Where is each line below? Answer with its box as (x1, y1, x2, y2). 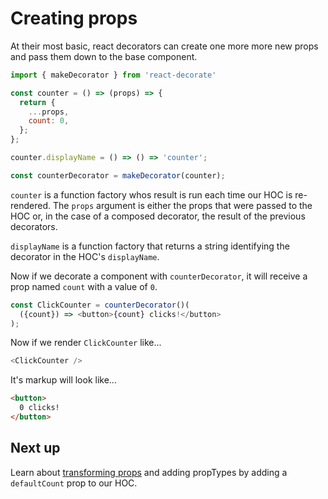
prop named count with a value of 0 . (10, 280, 158, 292)
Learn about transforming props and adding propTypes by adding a (10, 466, 288, 478)
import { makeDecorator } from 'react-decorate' (10, 70, 217, 80)
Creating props (10, 7, 138, 30)
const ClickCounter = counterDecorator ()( (10, 300, 190, 310)
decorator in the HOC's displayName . (10, 250, 160, 262)
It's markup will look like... (10, 374, 117, 386)
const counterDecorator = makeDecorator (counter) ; (10, 170, 226, 181)
